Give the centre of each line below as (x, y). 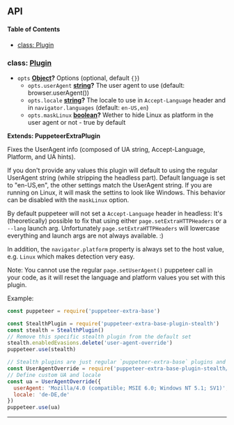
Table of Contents (34, 29)
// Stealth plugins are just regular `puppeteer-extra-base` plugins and (117, 362)
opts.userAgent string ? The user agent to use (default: (106, 85)
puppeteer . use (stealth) (42, 350)
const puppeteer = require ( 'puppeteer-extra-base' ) (84, 311)
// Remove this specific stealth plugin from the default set (99, 337)
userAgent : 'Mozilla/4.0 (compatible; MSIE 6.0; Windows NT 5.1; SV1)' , (121, 388)
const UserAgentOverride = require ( (60, 369)
